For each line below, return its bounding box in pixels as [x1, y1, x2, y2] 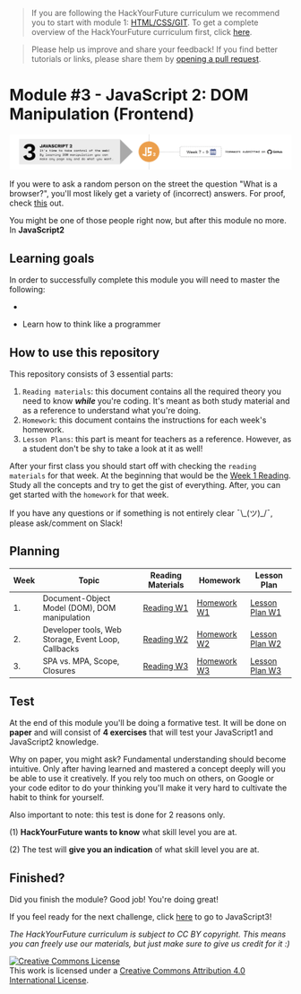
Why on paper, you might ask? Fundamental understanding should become [9, 754, 287, 765]
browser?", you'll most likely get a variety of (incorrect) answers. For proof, [9, 188, 286, 199]
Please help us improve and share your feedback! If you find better [30, 44, 279, 55]
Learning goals [9, 250, 95, 266]
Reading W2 [142, 633, 189, 644]
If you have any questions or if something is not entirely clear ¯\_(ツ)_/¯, [9, 508, 273, 519]
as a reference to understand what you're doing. [21, 405, 202, 416]
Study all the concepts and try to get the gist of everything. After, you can [9, 480, 280, 491]
